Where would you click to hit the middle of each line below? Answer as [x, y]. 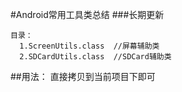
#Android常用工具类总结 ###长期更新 [87, 14]
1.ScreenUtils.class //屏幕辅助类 [89, 46]
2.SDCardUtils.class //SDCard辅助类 [95, 57]
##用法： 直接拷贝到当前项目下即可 [83, 76]
